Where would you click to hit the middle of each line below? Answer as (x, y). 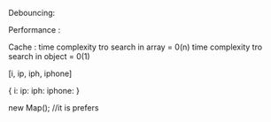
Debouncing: (32, 13)
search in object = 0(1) (49, 56)
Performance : (35, 30)
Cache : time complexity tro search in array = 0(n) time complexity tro (135, 47)
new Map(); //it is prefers (54, 108)
